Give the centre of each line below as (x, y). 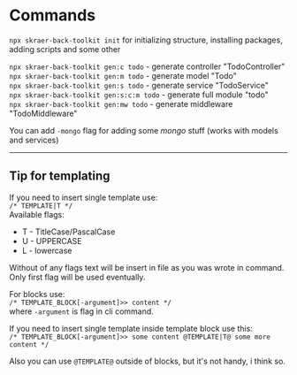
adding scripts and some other (65, 49)
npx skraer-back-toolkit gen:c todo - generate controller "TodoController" (147, 66)
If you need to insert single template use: (84, 197)
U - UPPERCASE (52, 241)
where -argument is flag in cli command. (82, 311)
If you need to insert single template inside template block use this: (131, 328)
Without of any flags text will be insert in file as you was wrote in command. (147, 267)
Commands (53, 15)
